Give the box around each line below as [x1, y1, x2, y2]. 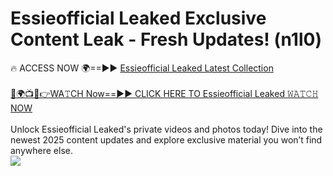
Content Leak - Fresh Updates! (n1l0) [10, 28, 322, 51]
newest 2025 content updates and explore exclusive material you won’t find [10, 133, 323, 146]
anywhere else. [10, 144, 73, 156]
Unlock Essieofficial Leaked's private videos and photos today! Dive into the [10, 123, 323, 135]
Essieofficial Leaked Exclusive [10, 7, 267, 30]
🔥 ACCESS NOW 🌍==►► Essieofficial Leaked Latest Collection [10, 62, 274, 74]
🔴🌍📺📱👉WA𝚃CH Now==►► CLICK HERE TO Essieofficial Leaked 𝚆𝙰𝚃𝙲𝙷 [10, 87, 319, 99]
